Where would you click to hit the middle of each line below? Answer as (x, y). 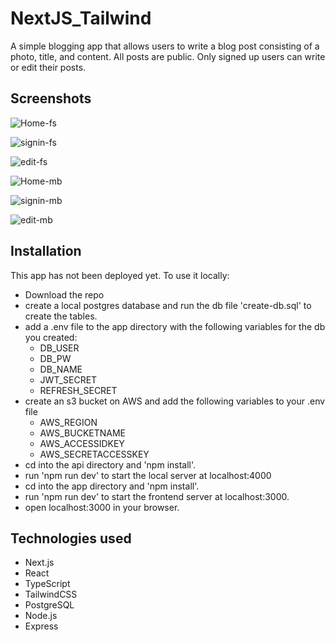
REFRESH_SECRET (78, 390)
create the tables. (61, 316)
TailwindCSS (51, 594)
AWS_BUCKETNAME (83, 433)
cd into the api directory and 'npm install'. (110, 464)
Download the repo (64, 294)
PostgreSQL (49, 605)
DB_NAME (61, 369)
